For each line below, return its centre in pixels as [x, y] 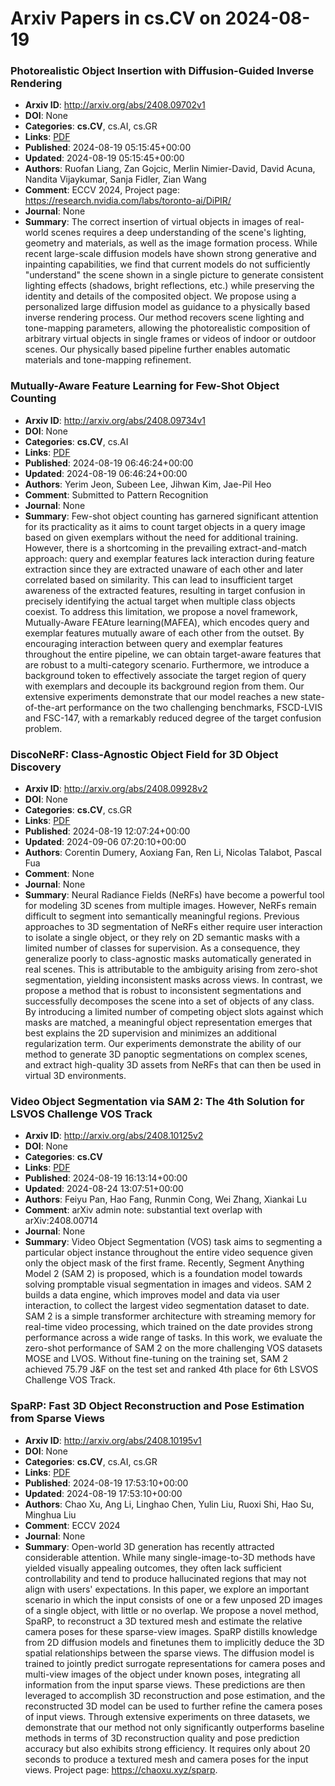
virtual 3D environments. [75, 1076]
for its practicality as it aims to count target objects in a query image [165, 526]
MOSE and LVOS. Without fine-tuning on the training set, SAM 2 [156, 1359]
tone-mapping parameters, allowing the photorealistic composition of [167, 328]
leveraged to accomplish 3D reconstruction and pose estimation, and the [175, 1695]
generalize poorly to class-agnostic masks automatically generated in [168, 959]
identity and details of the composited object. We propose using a [160, 296]
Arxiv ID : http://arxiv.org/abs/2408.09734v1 [115, 420]
